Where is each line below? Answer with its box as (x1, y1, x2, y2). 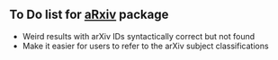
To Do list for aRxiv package (9, 7, 169, 22)
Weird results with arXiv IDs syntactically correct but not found (22, 30, 256, 41)
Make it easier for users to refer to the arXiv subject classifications (22, 40, 269, 51)
